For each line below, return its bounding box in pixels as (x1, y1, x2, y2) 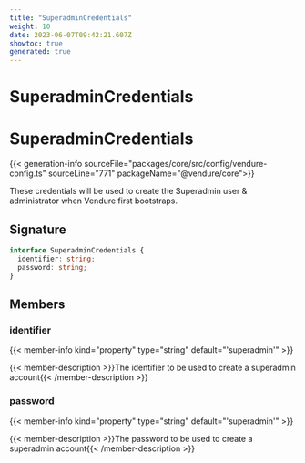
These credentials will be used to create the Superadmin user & (9, 186, 248, 197)
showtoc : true (9, 38, 64, 48)
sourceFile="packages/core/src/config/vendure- (84, 159, 268, 170)
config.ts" (9, 168, 47, 179)
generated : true (9, 47, 71, 57)
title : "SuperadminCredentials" (9, 13, 132, 23)
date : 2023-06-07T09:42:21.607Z (9, 30, 132, 39)
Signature (9, 221, 66, 237)
